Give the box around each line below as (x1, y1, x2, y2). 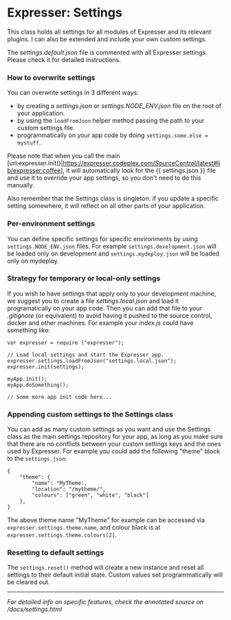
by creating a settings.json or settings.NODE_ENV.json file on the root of (16, 102, 222, 110)
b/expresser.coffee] (7, 167, 63, 175)
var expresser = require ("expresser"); (7, 339, 125, 346)
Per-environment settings (7, 219, 95, 229)
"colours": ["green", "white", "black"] (32, 492, 149, 499)
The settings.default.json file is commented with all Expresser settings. (7, 48, 208, 56)
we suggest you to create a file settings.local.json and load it (7, 296, 179, 304)
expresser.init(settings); (7, 363, 85, 370)
